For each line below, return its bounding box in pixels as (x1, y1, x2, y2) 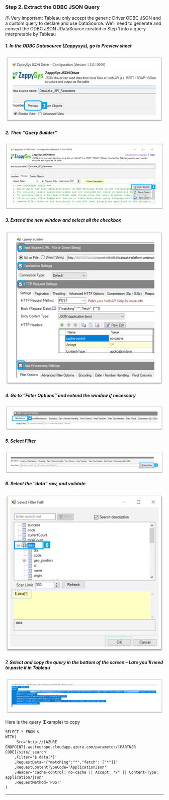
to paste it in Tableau (5, 665, 50, 671)
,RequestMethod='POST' (14, 780, 62, 785)
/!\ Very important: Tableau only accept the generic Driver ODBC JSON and (5, 15, 161, 21)
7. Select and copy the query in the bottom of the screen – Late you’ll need (5, 660, 163, 666)
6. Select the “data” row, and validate (5, 481, 86, 487)
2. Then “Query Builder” (5, 130, 57, 136)
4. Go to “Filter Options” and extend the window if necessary (5, 392, 136, 398)
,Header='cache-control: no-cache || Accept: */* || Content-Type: (14, 770, 158, 775)
